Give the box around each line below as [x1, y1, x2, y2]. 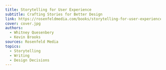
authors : [5, 26, 23, 31]
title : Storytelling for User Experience [5, 7, 92, 12]
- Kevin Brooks [9, 35, 41, 40]
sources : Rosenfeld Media [5, 39, 58, 44]
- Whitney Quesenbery [9, 30, 54, 35]
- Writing [9, 53, 30, 58]
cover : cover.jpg [5, 21, 41, 26]
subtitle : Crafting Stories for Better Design [5, 12, 103, 17]
